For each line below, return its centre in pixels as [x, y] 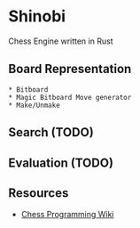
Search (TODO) [51, 132]
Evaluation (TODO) [61, 163]
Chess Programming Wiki [67, 215]
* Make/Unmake [35, 105]
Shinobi [37, 16]
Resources [39, 193]
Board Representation [70, 69]
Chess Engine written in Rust [61, 41]
